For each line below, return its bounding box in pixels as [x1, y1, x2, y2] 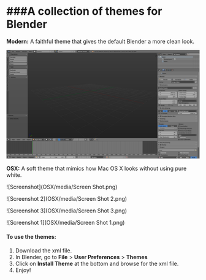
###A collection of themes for [6, 4, 162, 18]
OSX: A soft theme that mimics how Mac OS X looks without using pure [6, 165, 187, 173]
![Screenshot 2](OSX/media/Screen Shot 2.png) [6, 195, 128, 203]
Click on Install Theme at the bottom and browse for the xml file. [15, 260, 179, 267]
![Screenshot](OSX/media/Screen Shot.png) [6, 183, 118, 191]
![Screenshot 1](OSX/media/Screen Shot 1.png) [6, 219, 125, 227]
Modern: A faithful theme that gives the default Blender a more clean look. [6, 37, 195, 45]
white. [6, 171, 22, 179]
